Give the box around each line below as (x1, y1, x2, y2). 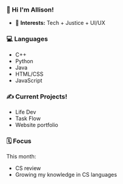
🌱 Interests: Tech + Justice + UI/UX (15, 19, 105, 27)
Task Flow (15, 115, 41, 122)
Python (15, 57, 33, 64)
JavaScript (15, 77, 43, 84)
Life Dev (15, 108, 37, 115)
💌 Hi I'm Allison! (6, 5, 54, 14)
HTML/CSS (15, 70, 44, 78)
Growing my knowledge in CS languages (15, 171, 118, 179)
